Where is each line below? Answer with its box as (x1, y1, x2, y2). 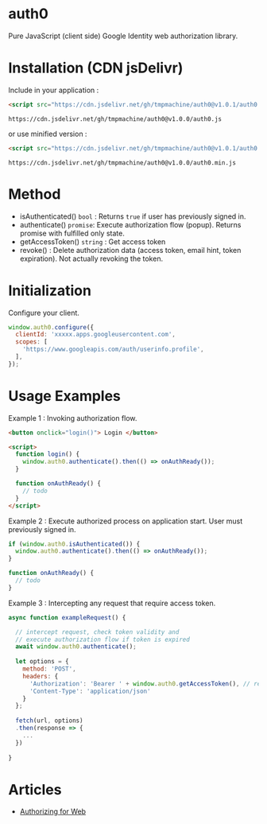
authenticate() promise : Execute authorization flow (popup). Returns (19, 220, 242, 229)
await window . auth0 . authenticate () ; (15, 643, 137, 651)
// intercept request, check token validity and (15, 628, 180, 636)
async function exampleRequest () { (8, 613, 126, 621)
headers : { (22, 672, 59, 680)
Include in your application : (8, 85, 99, 95)
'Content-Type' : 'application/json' (29, 687, 151, 695)
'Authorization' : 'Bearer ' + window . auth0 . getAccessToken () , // (29, 679, 250, 688)
